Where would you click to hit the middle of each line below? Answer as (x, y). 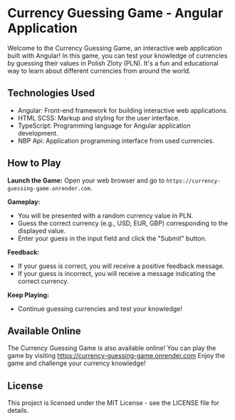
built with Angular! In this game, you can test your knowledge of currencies (117, 56)
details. (18, 411)
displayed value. (42, 230)
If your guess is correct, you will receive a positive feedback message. (121, 266)
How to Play (35, 163)
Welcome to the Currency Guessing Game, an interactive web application (115, 48)
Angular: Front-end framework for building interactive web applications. (123, 110)
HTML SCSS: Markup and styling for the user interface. (99, 118)
